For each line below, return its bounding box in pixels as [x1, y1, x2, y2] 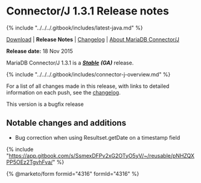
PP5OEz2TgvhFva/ [6, 158, 53, 166]
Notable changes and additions [6, 118, 127, 128]
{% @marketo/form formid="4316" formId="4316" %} [6, 170, 139, 177]
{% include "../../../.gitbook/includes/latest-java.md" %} [6, 24, 143, 31]
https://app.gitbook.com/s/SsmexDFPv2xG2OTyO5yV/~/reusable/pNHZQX [8, 152, 195, 159]
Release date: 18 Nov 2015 [6, 47, 74, 55]
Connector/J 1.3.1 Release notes [6, 4, 169, 18]
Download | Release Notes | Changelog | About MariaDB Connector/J [6, 36, 180, 43]
